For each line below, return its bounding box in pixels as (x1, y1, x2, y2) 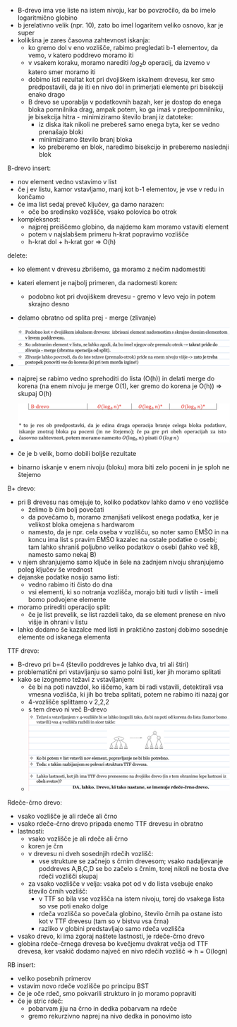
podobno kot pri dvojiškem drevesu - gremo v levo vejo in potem (28, 292, 217, 301)
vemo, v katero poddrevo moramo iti (28, 51, 134, 59)
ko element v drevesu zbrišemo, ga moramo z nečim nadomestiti (17, 265, 206, 273)
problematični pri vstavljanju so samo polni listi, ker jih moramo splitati (17, 668, 221, 676)
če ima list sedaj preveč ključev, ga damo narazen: (17, 200, 164, 208)
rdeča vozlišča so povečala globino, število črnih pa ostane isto (38, 910, 223, 918)
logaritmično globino (17, 13, 78, 22)
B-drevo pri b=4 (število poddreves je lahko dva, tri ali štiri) (17, 660, 189, 669)
